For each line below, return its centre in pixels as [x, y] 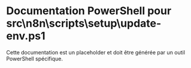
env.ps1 [26, 36]
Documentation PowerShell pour [89, 11]
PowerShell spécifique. [34, 59]
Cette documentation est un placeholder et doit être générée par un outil [96, 52]
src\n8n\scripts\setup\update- [84, 23]
